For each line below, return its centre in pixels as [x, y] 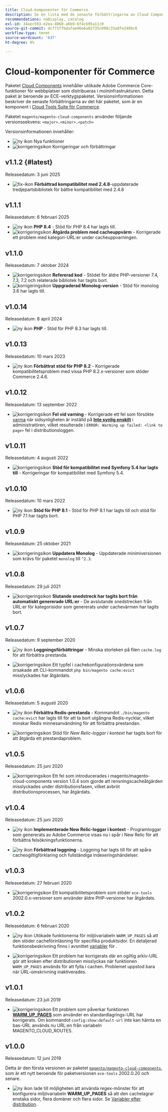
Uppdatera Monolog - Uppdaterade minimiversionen [107, 553]
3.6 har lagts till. [29, 291]
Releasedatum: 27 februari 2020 [38, 883]
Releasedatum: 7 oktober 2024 [37, 265]
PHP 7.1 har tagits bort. [35, 516]
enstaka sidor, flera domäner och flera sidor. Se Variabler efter [76, 1099]
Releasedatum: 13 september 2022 [41, 404]
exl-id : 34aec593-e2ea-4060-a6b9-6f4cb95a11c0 [54, 24]
